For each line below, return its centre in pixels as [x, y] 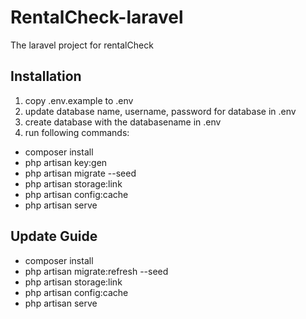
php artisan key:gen [66, 162]
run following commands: [77, 132]
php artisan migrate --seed [80, 173]
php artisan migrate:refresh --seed [96, 271]
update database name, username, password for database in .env [160, 111]
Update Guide [54, 236]
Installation [46, 76]
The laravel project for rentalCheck [82, 45]
